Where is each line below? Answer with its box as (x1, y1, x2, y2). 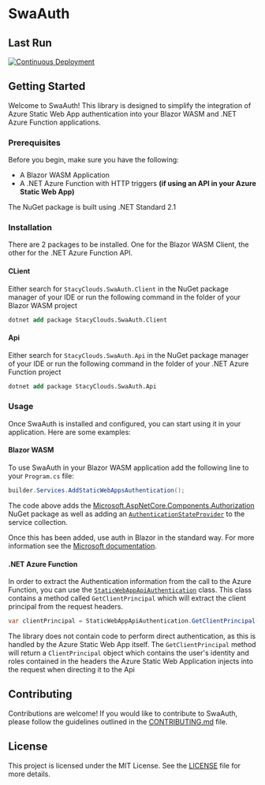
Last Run (8, 36, 53, 50)
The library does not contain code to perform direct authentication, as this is (8, 631, 256, 641)
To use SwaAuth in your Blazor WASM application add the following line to (8, 463, 249, 473)
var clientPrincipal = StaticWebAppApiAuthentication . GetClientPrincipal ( (8, 617, 259, 625)
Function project (8, 367, 62, 377)
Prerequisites (8, 137, 61, 148)
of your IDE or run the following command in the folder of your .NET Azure (8, 359, 249, 368)
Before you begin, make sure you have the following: (8, 155, 179, 165)
